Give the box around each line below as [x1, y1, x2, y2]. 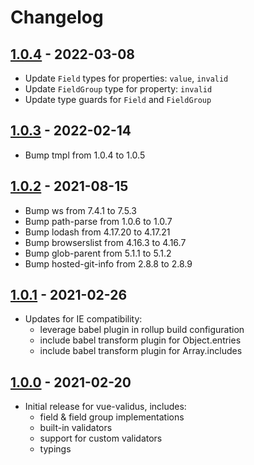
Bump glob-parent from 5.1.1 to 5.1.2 [24, 247, 172, 259]
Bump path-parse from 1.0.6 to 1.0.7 [24, 215, 173, 227]
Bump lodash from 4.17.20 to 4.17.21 [24, 226, 171, 238]
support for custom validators [39, 432, 163, 445]
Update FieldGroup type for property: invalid [24, 83, 213, 95]
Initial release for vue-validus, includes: [24, 401, 187, 413]
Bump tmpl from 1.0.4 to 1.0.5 [24, 149, 146, 161]
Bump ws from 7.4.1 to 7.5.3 [24, 204, 137, 216]
